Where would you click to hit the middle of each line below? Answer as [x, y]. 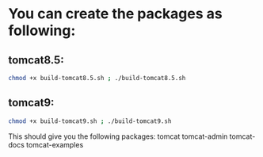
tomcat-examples [55, 144]
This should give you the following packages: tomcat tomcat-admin [118, 136]
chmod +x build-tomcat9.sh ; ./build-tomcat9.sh [90, 121]
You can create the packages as [116, 14]
